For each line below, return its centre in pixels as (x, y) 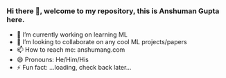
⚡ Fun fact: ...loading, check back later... (74, 68)
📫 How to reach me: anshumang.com (71, 50)
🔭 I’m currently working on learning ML (72, 35)
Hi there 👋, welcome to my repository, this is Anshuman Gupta (113, 11)
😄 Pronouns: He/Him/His (53, 60)
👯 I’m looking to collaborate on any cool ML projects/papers (102, 42)
